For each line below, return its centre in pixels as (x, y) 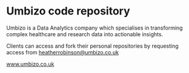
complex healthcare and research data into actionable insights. (85, 34)
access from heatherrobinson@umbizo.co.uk (63, 52)
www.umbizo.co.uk (30, 64)
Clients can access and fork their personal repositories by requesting (92, 46)
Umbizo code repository (68, 11)
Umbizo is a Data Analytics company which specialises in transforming (94, 28)
